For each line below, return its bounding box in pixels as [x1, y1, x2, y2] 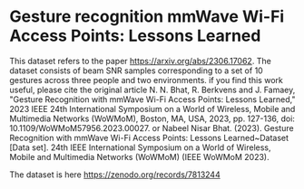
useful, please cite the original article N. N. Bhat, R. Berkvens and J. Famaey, [9, 84, 296, 95]
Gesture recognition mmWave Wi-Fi [9, 6, 285, 27]
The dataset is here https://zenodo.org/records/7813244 [9, 169, 221, 180]
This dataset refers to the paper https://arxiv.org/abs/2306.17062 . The [9, 55, 272, 66]
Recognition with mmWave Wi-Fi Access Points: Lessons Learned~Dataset [9, 132, 289, 143]
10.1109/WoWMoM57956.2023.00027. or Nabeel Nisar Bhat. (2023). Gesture [9, 122, 294, 133]
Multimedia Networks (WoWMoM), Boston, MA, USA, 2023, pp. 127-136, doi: [9, 113, 295, 124]
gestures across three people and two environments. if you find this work [9, 74, 283, 85]
